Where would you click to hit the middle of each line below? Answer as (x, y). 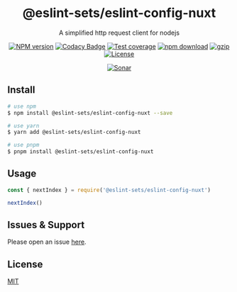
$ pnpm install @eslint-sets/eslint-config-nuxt (81, 152)
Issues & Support (46, 225)
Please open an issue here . (47, 242)
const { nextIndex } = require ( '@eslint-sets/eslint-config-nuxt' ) (109, 190)
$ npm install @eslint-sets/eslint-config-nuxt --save (90, 113)
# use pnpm (23, 145)
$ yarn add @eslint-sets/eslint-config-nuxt (74, 133)
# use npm (22, 106)
